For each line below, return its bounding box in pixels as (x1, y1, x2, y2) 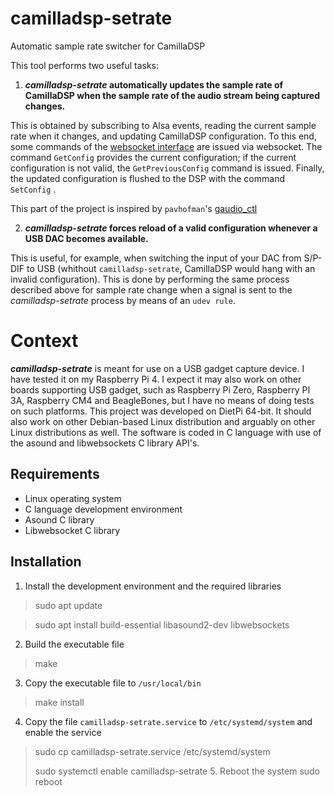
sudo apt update (34, 599, 103, 611)
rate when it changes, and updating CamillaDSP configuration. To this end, (10, 130, 317, 142)
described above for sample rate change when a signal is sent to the (10, 283, 293, 296)
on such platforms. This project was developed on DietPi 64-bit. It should (10, 405, 312, 417)
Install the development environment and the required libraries (24, 580, 282, 592)
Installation (10, 553, 82, 571)
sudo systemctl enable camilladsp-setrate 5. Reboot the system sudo (34, 765, 321, 777)
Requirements (10, 466, 100, 483)
